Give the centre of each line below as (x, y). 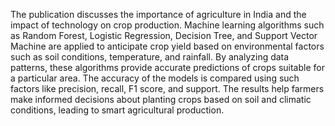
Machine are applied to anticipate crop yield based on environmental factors (167, 46)
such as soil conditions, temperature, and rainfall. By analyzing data (150, 57)
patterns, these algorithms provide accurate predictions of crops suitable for (167, 67)
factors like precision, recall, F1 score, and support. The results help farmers (167, 88)
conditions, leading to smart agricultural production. (117, 110)
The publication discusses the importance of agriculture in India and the (158, 14)
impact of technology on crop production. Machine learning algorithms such (167, 25)
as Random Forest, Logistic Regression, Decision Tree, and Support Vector (164, 35)
